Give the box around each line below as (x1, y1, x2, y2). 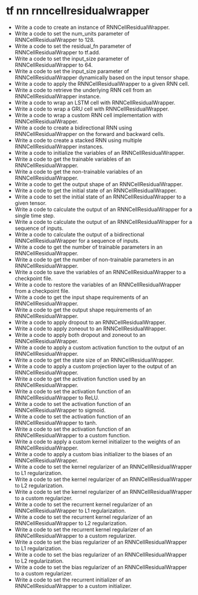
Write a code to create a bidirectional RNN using (14, 124, 132, 131)
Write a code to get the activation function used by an (14, 375, 146, 382)
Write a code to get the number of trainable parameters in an (14, 243, 163, 251)
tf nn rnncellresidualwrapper (6, 4, 150, 18)
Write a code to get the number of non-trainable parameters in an (14, 256, 174, 263)
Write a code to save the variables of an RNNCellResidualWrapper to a (14, 268, 186, 275)
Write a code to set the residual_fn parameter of (14, 43, 132, 50)
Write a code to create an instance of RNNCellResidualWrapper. (14, 24, 170, 31)
